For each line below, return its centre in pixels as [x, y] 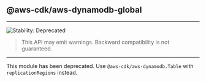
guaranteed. [37, 49]
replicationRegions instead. [42, 72]
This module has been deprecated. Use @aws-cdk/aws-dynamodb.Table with [100, 66]
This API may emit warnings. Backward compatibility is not [95, 42]
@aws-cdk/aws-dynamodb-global [74, 10]
